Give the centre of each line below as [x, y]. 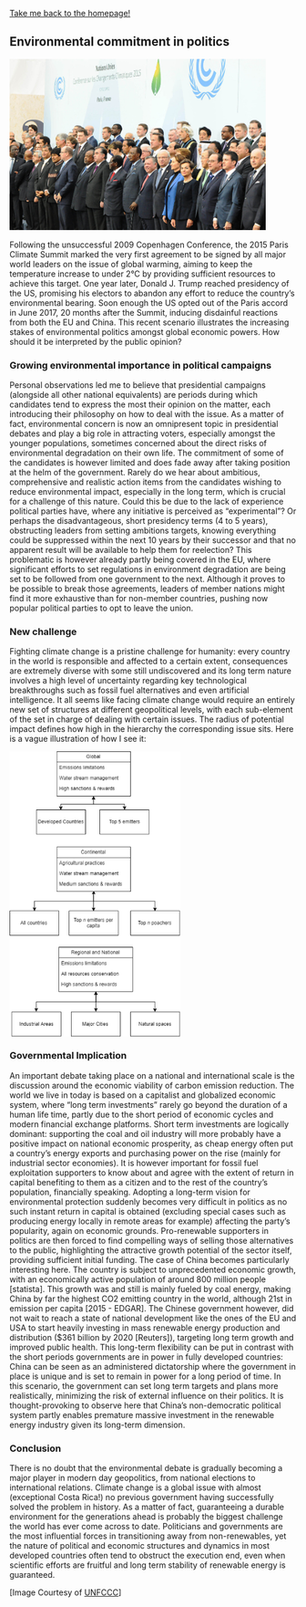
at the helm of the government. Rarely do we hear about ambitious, [135, 473]
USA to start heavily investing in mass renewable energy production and [145, 1328]
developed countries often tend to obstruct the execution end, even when [148, 1555]
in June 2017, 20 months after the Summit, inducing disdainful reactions [144, 312]
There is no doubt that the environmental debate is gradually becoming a [146, 1468]
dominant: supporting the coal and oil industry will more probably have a [145, 1133]
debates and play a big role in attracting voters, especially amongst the [143, 433]
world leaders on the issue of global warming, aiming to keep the [131, 264]
